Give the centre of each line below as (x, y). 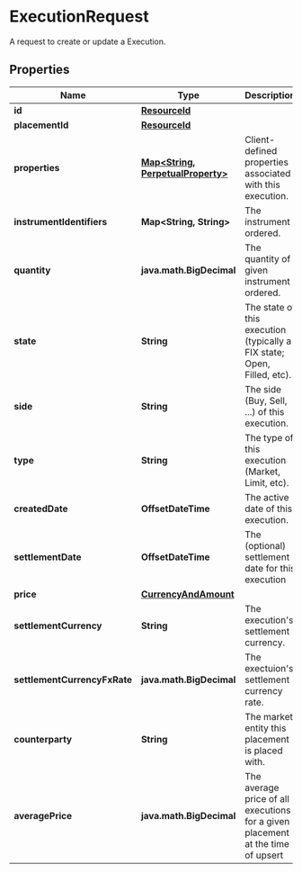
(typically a (268, 341)
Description (270, 94)
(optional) (265, 545)
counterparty (43, 739)
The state (264, 307)
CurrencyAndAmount (188, 594)
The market (269, 716)
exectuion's (269, 668)
